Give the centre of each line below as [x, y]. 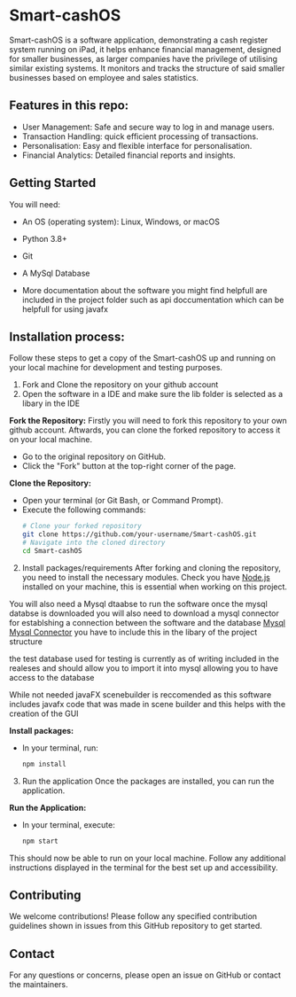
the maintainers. [39, 985]
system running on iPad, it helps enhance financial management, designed [145, 49]
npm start [40, 841]
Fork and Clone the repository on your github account [120, 385]
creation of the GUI [44, 713]
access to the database [52, 677]
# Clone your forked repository [82, 526]
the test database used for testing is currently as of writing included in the [144, 658]
